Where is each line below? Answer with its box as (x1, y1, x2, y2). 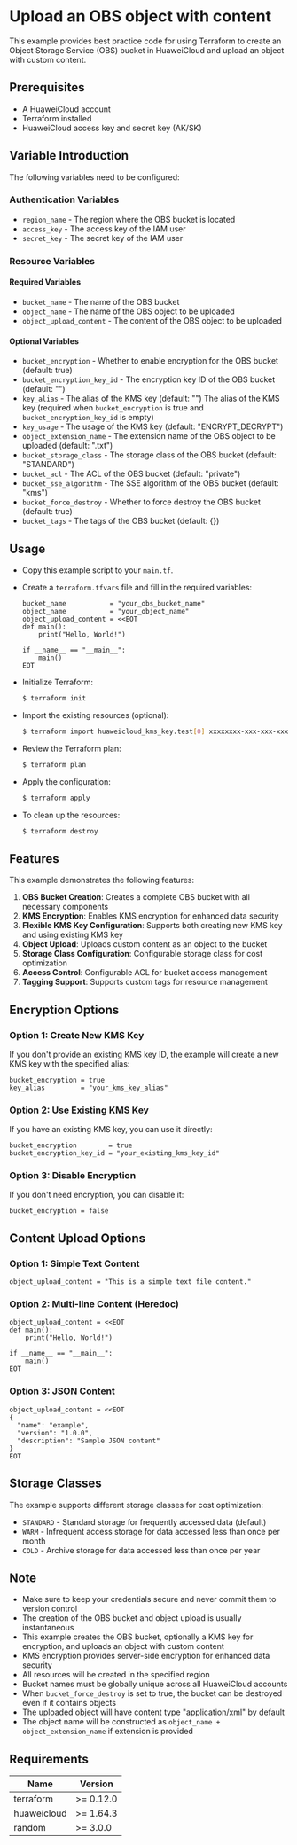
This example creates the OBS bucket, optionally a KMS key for (21, 1631, 254, 1642)
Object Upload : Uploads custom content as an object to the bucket (21, 939, 268, 950)
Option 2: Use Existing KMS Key (9, 1104, 149, 1116)
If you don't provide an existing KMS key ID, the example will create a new (9, 1049, 279, 1059)
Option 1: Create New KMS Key (9, 1028, 145, 1041)
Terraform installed (21, 113, 92, 123)
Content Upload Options (9, 1231, 146, 1246)
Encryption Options (9, 1002, 120, 1017)
